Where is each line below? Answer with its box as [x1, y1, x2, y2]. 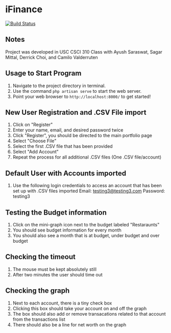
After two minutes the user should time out [12, 271, 103, 277]
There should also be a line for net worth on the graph [12, 321, 127, 327]
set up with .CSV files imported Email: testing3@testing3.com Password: [12, 188, 165, 194]
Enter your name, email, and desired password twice [12, 127, 124, 133]
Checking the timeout [5, 252, 76, 261]
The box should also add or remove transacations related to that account [12, 311, 166, 317]
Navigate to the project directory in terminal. [12, 83, 106, 89]
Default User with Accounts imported [5, 169, 127, 177]
